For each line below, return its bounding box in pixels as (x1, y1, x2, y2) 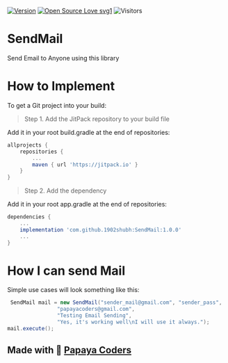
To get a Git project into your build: (7, 101, 106, 109)
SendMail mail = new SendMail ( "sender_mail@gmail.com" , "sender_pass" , (10, 299, 222, 306)
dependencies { (7, 213, 51, 220)
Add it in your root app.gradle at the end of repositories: (7, 200, 167, 209)
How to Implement (7, 79, 115, 94)
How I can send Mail (7, 263, 126, 278)
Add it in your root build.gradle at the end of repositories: (7, 128, 170, 136)
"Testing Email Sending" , (56, 312, 132, 319)
